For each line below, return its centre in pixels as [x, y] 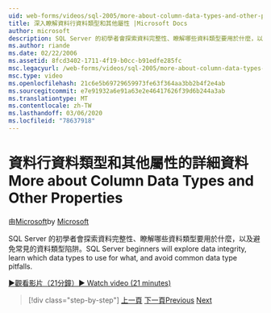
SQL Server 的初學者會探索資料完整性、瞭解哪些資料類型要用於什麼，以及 [131, 238]
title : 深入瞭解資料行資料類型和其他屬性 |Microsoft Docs [98, 23]
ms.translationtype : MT [48, 98]
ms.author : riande [39, 46]
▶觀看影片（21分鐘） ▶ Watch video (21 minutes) [90, 282]
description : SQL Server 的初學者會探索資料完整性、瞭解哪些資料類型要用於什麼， [133, 38]
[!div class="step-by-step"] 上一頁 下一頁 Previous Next [120, 300]
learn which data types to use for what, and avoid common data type [123, 257]
